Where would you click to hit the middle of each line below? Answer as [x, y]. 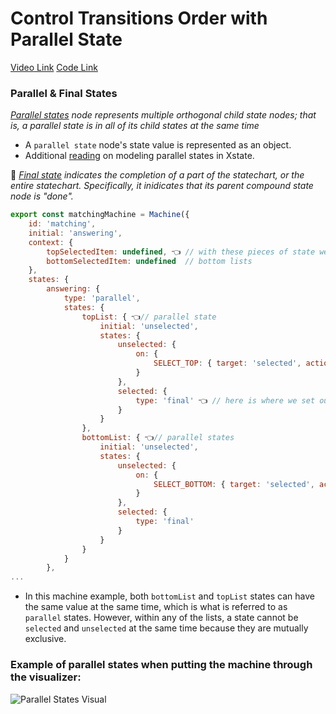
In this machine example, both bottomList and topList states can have [169, 596]
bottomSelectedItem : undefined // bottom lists [149, 261]
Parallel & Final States [64, 93]
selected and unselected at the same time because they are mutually [166, 628]
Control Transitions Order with [139, 18]
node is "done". [42, 196]
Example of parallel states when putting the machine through [161, 665]
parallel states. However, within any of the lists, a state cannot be [161, 618]
